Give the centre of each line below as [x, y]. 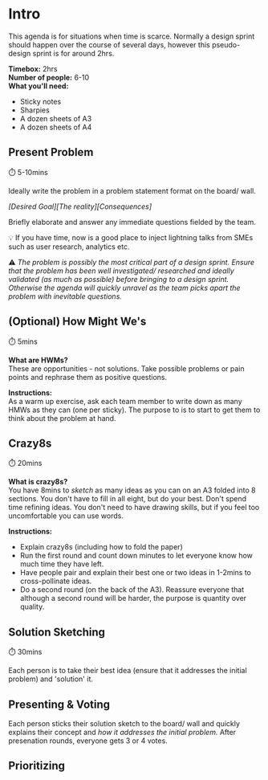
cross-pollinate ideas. [56, 581]
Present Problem [51, 152]
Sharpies [35, 110]
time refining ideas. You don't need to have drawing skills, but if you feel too [134, 508]
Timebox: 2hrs [33, 68]
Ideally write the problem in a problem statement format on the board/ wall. [132, 190]
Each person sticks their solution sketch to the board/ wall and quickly [124, 723]
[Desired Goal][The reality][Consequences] [80, 206]
